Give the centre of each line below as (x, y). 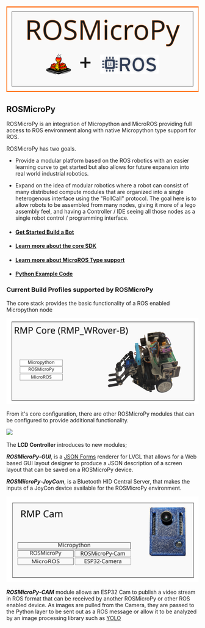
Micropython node (30, 310)
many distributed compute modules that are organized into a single (99, 192)
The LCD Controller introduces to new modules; (67, 444)
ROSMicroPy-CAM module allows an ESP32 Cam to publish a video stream (101, 592)
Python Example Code (44, 274)
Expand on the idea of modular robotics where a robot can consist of (102, 185)
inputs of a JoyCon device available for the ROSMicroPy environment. (94, 488)
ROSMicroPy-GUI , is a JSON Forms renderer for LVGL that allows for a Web (102, 457)
